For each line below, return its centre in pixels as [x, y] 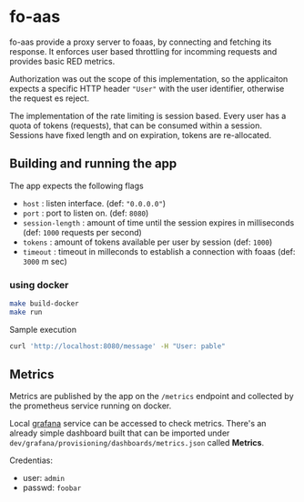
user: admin [44, 478]
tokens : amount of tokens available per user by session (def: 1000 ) [147, 242]
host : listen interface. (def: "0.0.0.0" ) [94, 203]
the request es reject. [49, 98]
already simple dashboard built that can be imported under [120, 433]
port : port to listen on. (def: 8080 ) [86, 213]
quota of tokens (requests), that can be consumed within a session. [136, 125]
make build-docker [44, 304]
